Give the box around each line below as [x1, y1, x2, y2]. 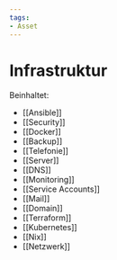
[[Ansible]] [22, 107, 62, 118]
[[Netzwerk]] [22, 241, 70, 252]
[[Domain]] [22, 203, 63, 214]
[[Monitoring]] [22, 175, 75, 185]
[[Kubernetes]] [22, 222, 78, 233]
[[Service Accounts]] [22, 184, 101, 194]
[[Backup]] [22, 136, 63, 147]
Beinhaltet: [9, 90, 49, 101]
